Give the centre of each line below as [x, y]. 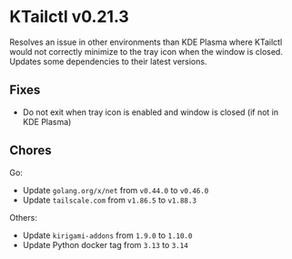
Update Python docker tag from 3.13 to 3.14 [105, 244]
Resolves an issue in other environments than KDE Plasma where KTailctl [146, 42]
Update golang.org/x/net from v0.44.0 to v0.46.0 [116, 190]
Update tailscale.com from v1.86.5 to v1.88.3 [110, 200]
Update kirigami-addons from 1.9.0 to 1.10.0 [107, 235]
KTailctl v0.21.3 [69, 17]
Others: [24, 217]
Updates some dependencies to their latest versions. [108, 61]
